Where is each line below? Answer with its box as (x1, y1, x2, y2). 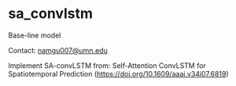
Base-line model (8, 30, 61, 40)
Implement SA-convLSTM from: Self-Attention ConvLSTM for (8, 60, 206, 70)
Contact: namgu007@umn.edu (8, 45, 108, 55)
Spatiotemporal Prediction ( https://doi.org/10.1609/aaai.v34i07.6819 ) (8, 69, 230, 78)
